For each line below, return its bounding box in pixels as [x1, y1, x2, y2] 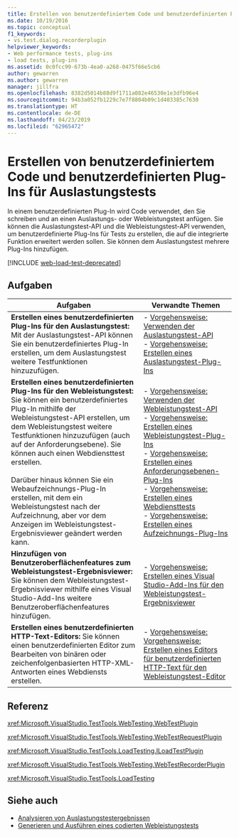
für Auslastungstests [28, 183, 156, 200]
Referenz [7, 700, 49, 712]
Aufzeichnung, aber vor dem [11, 511, 107, 521]
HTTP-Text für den [143, 663, 208, 673]
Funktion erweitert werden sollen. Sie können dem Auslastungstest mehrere [7, 238, 230, 246]
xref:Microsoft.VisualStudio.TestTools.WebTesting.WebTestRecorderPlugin [7, 760, 225, 769]
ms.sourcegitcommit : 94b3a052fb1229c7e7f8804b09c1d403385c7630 [7, 97, 199, 104]
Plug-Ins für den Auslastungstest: [11, 321, 130, 331]
